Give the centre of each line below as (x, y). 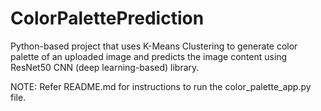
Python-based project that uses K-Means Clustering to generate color (154, 46)
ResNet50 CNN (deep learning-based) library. (105, 67)
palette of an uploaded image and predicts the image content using (149, 56)
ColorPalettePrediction (107, 18)
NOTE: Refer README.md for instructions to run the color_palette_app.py (161, 86)
